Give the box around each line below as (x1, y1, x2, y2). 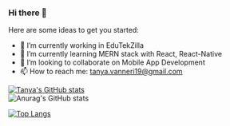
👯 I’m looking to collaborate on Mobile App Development (19, 57, 205, 67)
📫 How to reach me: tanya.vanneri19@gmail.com (19, 67, 183, 77)
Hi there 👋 (8, 7, 48, 18)
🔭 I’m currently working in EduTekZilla (19, 41, 145, 50)
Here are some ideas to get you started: (8, 26, 140, 35)
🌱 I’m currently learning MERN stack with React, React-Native (19, 49, 222, 59)
